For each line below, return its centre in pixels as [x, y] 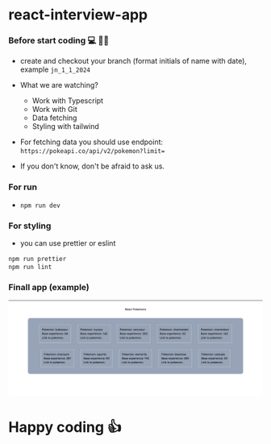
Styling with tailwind [65, 127]
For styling [30, 226]
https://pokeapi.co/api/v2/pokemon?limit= [92, 151]
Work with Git [55, 110]
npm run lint [30, 268]
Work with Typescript [67, 101]
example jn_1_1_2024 [55, 69]
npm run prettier [38, 259]
